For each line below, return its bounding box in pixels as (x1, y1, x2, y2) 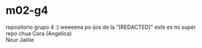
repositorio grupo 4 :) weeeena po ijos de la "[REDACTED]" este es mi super (5, 23, 197, 31)
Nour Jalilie (5, 36, 35, 43)
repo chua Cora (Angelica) (5, 29, 72, 37)
